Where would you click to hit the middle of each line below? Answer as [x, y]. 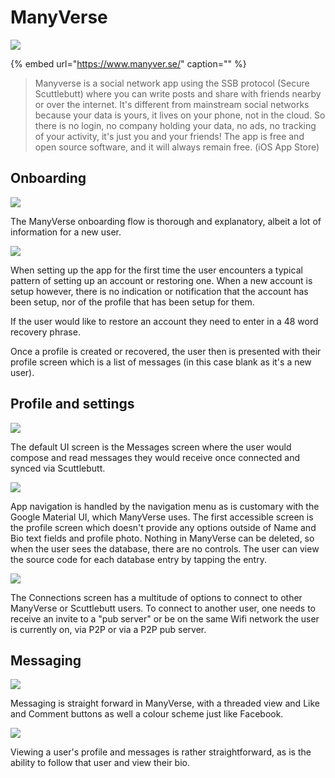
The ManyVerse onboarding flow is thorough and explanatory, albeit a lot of [166, 221]
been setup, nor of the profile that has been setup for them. [132, 302]
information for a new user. [66, 232]
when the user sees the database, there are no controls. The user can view [165, 548]
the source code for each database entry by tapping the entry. [138, 559]
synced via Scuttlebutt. [58, 468]
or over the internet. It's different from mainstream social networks [172, 104]
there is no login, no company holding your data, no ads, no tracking [175, 125]
